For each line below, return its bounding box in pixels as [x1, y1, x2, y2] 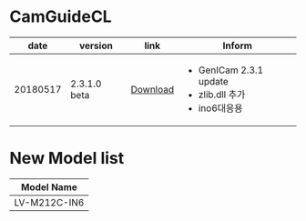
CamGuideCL [9, 6, 112, 27]
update [198, 75, 229, 87]
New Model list [9, 148, 125, 169]
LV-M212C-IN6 [14, 196, 85, 208]
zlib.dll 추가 [198, 88, 246, 101]
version [78, 39, 114, 52]
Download [130, 83, 175, 95]
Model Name [21, 180, 77, 193]
